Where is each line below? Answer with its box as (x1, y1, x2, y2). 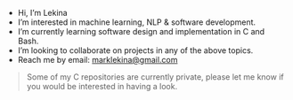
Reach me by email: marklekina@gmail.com (17, 55, 178, 65)
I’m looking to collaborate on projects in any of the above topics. (17, 45, 254, 56)
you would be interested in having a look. (26, 81, 178, 91)
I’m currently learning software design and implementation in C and (17, 27, 265, 36)
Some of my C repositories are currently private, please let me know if (26, 72, 284, 82)
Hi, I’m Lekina (17, 8, 69, 18)
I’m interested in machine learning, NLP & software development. (17, 17, 256, 27)
